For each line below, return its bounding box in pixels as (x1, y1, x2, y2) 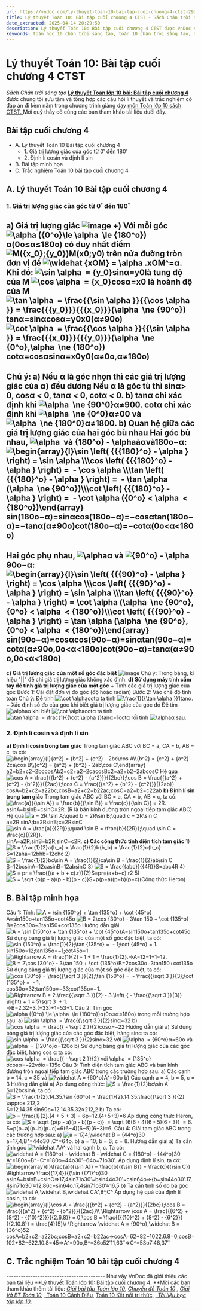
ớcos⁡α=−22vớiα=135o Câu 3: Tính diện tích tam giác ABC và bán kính (6, 1061, 178, 1068)
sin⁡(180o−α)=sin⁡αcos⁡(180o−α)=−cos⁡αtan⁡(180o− (6, 512, 194, 522)
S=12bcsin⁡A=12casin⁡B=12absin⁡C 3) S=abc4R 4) (6, 863, 185, 870)
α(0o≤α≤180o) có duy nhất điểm (6, 239, 130, 249)
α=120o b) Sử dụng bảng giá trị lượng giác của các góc (54, 1042, 190, 1049)
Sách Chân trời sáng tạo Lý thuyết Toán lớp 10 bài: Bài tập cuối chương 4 (6, 89, 189, 96)
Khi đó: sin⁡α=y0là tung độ (6, 267, 183, 277)
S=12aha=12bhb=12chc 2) (6, 850, 71, 858)
